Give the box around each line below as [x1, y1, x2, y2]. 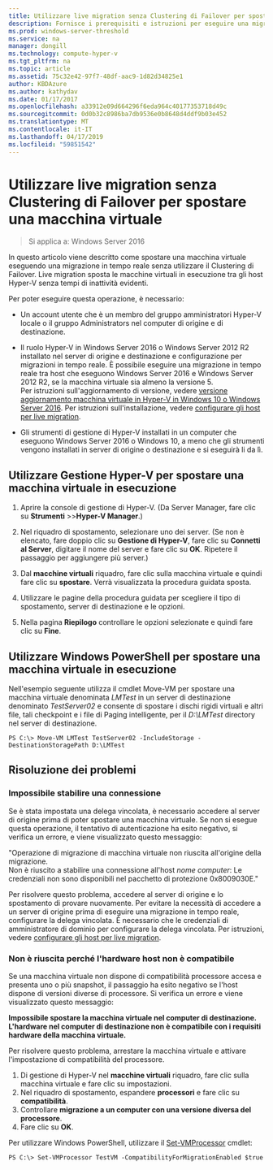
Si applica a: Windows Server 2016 [28, 236, 145, 246]
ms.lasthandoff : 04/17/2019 [8, 132, 104, 141]
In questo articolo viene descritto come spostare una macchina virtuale [8, 253, 247, 262]
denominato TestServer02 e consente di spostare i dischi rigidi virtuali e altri [8, 701, 264, 711]
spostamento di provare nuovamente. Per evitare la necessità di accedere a [8, 898, 262, 908]
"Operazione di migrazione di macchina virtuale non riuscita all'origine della [8, 847, 262, 857]
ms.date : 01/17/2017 [8, 95, 79, 103]
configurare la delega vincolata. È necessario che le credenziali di [8, 915, 229, 925]
